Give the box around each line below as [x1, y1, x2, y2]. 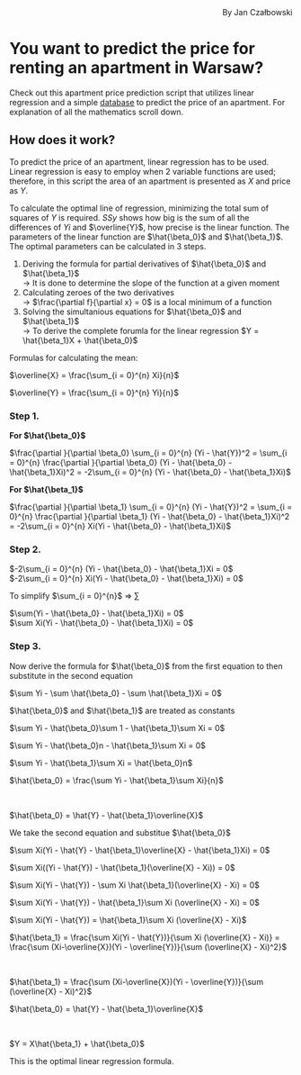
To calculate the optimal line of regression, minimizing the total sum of [9, 203, 270, 213]
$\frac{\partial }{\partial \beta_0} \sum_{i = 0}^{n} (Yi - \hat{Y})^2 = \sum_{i [9, 447, 288, 458]
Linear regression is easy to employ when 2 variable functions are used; [9, 166, 277, 176]
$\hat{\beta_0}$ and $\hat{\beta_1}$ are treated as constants [9, 705, 235, 716]
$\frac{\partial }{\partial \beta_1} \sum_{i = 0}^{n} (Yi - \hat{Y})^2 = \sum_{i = [9, 501, 293, 512]
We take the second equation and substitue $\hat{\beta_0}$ [9, 827, 232, 838]
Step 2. [9, 543, 42, 556]
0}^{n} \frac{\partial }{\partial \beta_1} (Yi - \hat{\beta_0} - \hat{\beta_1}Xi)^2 [9, 511, 290, 522]
